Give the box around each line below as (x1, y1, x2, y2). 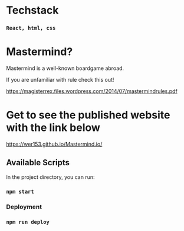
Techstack (6, 4, 59, 17)
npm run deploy (6, 219, 50, 225)
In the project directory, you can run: (6, 173, 95, 181)
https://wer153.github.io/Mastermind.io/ (6, 140, 103, 147)
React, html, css (6, 25, 56, 31)
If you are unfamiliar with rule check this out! (6, 76, 114, 84)
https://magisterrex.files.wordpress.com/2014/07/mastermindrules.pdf (6, 88, 178, 95)
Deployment (6, 203, 42, 211)
